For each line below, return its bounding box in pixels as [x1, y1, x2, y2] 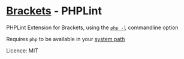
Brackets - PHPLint [6, 4, 102, 18]
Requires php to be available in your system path [6, 35, 125, 42]
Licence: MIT [6, 46, 39, 54]
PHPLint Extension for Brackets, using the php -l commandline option [6, 24, 179, 31]
